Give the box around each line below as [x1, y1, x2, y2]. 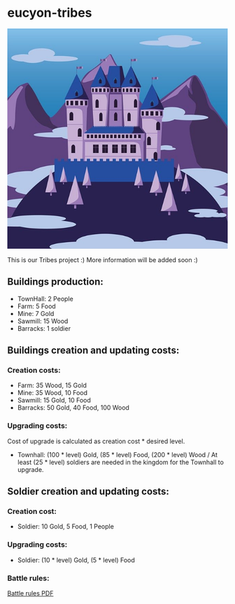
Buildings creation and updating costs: [7, 345, 180, 357]
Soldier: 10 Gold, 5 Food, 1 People [17, 522, 114, 531]
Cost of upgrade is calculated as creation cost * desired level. [7, 437, 185, 445]
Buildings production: [7, 276, 104, 288]
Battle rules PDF [7, 589, 54, 598]
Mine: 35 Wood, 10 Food [17, 389, 88, 397]
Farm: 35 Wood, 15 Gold [17, 381, 87, 389]
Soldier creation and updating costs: [7, 486, 170, 498]
